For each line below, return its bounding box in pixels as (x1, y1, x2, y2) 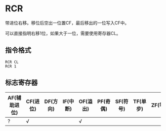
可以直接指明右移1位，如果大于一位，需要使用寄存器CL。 (5, 30, 121, 36)
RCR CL (5, 60, 19, 65)
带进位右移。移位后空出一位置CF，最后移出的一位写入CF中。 (5, 20, 129, 26)
